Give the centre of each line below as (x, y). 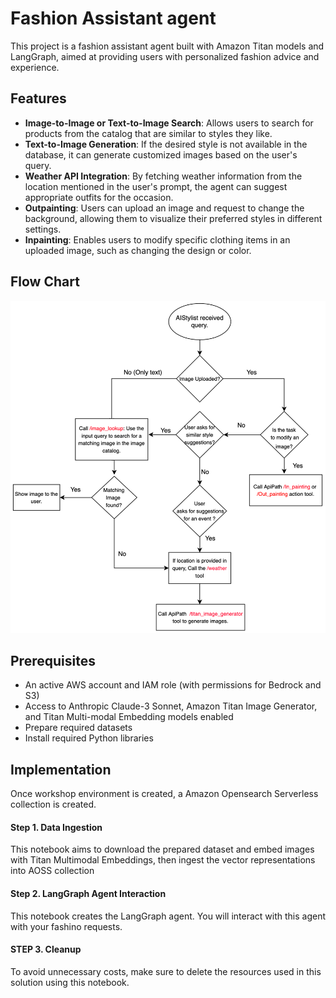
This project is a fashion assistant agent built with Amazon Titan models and (167, 46)
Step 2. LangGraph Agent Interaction (88, 894)
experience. (35, 67)
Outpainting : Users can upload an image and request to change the (164, 208)
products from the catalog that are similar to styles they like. (148, 133)
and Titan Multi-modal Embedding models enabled (129, 717)
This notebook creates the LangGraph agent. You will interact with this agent (168, 916)
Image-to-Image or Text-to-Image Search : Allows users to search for (169, 123)
